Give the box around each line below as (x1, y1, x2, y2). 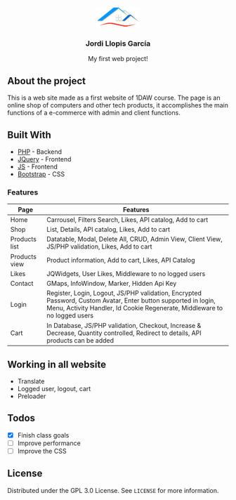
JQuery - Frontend (17, 154, 72, 163)
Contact (10, 279, 34, 288)
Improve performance (17, 439, 81, 447)
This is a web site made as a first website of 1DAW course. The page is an (7, 93, 221, 102)
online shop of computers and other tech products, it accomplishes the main (7, 101, 229, 110)
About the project (7, 74, 86, 87)
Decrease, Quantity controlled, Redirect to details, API (46, 329, 202, 337)
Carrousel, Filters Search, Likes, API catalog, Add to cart (46, 215, 209, 224)
